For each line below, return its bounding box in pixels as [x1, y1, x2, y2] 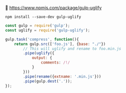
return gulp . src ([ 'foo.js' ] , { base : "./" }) [14, 41, 106, 46]
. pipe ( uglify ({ [23, 50, 55, 56]
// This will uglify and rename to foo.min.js [23, 46, 122, 51]
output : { [31, 55, 52, 60]
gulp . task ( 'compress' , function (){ [5, 36, 79, 42]
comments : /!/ [40, 60, 70, 65]
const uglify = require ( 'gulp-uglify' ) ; [5, 27, 91, 32]
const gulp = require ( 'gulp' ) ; [5, 23, 70, 28]
